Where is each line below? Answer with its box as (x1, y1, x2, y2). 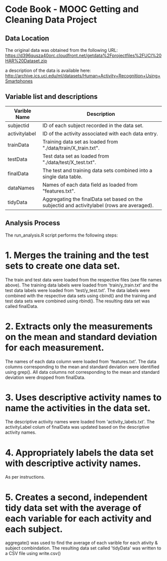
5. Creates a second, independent (5, 492, 148, 503)
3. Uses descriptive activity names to (5, 392, 162, 403)
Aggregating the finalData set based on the (42, 196, 143, 203)
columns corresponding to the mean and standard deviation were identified (5, 363, 160, 370)
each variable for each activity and (5, 513, 152, 524)
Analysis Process (5, 219, 61, 228)
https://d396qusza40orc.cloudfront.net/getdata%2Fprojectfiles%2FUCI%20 (5, 52, 162, 58)
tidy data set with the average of (5, 502, 142, 514)
